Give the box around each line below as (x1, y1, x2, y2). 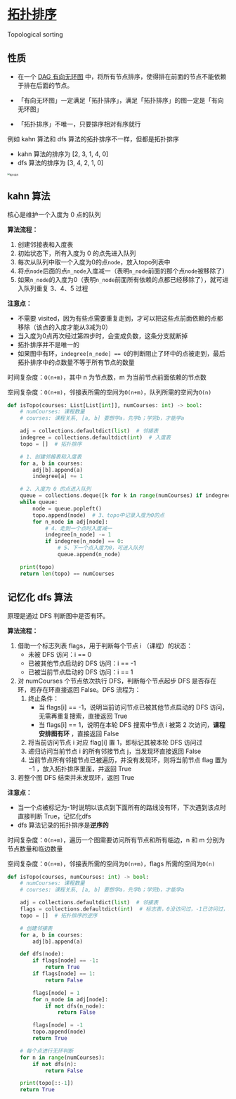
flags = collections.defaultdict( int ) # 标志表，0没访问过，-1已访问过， (20, 906, 228, 913)
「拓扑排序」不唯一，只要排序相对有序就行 (17, 120, 141, 128)
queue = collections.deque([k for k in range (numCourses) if (20, 492, 202, 499)
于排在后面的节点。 (17, 81, 74, 89)
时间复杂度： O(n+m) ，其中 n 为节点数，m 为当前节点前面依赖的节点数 (7, 373, 207, 381)
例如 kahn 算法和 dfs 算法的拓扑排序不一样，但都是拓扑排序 (7, 134, 179, 143)
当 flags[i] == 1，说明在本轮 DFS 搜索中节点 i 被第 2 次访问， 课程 (38, 720, 226, 728)
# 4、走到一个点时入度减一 (44, 525, 112, 532)
